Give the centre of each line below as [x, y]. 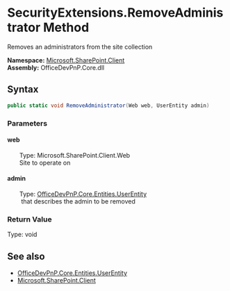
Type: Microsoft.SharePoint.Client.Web [75, 155]
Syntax [23, 89]
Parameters [27, 123]
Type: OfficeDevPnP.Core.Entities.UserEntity [83, 194]
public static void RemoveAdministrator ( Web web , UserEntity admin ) [108, 106]
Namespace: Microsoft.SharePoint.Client [66, 60]
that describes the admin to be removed [78, 201]
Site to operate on [45, 163]
